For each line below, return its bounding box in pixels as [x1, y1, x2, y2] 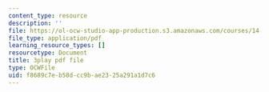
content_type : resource [8, 11, 88, 20]
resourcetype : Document [8, 49, 88, 57]
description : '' [8, 19, 62, 27]
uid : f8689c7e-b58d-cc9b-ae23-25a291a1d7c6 [8, 71, 156, 79]
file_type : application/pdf [8, 34, 102, 42]
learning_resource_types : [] [8, 42, 106, 50]
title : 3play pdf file [8, 57, 84, 65]
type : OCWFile [8, 64, 56, 72]
